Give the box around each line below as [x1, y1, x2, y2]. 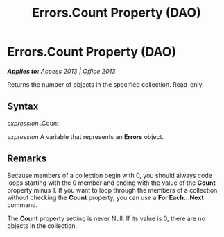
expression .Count [7, 119, 60, 127]
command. [7, 200, 38, 209]
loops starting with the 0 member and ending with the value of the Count [7, 179, 216, 187]
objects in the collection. [7, 221, 78, 230]
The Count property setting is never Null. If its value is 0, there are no [7, 214, 206, 222]
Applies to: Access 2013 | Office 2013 [7, 67, 116, 75]
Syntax [7, 101, 39, 113]
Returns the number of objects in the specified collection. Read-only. [7, 80, 205, 88]
